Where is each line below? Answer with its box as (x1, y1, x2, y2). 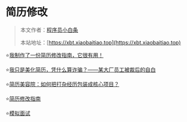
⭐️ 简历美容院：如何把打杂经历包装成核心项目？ (5, 80, 119, 87)
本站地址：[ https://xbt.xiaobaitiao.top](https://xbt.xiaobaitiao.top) (20, 39, 181, 46)
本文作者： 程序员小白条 (20, 26, 78, 33)
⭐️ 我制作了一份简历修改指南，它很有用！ (5, 51, 104, 58)
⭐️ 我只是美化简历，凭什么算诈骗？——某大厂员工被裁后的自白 (5, 66, 156, 73)
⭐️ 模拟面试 (5, 110, 30, 117)
